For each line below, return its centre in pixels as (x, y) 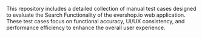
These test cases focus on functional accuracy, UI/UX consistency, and (96, 21)
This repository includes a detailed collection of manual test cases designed (101, 9)
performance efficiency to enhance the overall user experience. (86, 27)
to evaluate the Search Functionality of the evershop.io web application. (96, 15)
